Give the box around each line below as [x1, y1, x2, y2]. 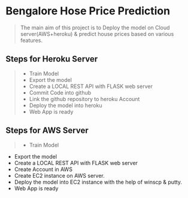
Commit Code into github [29, 89, 92, 96]
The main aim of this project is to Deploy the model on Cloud [20, 24, 170, 31]
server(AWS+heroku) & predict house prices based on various [20, 30, 174, 37]
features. [20, 36, 43, 44]
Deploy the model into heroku [29, 102, 102, 109]
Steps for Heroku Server [5, 54, 98, 64]
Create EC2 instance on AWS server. [14, 172, 105, 179]
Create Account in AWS [14, 166, 73, 173]
